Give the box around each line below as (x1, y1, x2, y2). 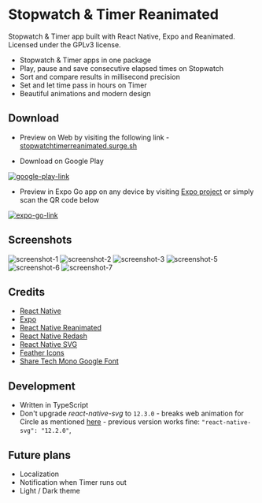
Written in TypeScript (19, 401, 89, 410)
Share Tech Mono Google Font (19, 356, 120, 366)
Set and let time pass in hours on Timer (19, 80, 147, 90)
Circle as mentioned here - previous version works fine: (19, 417, 201, 427)
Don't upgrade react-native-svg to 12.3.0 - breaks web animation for (19, 408, 244, 419)
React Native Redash (19, 331, 88, 341)
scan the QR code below (19, 195, 100, 204)
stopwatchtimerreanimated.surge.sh (19, 140, 138, 151)
